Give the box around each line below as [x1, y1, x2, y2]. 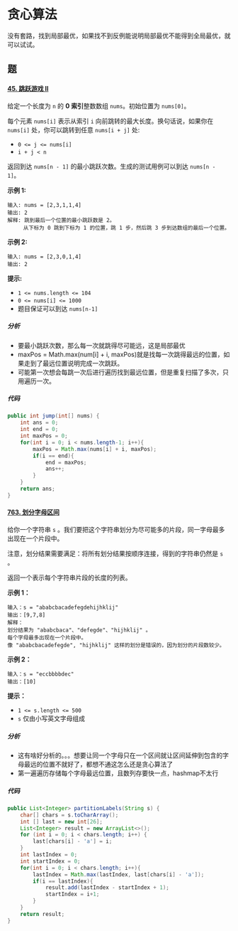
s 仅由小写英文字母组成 [17, 714, 85, 723]
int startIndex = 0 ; [20, 858, 81, 865]
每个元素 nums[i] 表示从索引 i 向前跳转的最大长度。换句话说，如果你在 [7, 117, 214, 125]
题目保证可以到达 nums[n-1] [17, 304, 98, 313]
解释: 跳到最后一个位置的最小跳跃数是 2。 [7, 216, 115, 224]
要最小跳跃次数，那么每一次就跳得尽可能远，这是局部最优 [17, 341, 186, 349]
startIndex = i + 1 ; [45, 890, 100, 898]
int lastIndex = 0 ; [20, 851, 78, 858]
